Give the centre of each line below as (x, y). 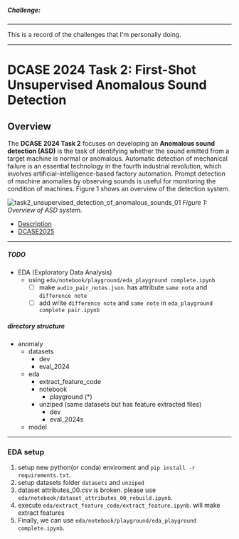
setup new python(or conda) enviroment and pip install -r (106, 468)
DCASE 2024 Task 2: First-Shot (102, 70)
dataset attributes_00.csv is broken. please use (87, 490)
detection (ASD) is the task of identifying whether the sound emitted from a (118, 151)
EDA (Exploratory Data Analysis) (65, 272)
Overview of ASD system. (45, 210)
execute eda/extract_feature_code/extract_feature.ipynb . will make (119, 506)
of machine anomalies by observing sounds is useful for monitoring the (112, 181)
